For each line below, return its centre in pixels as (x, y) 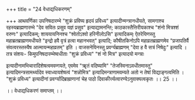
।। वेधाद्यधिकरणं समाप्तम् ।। (34, 91)
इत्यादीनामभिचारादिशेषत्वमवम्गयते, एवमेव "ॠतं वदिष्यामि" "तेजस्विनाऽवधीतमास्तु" (80, 66)
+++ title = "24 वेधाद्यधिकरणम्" (39, 9)
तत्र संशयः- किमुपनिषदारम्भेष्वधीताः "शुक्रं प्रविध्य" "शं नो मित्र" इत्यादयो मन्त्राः (75, 54)
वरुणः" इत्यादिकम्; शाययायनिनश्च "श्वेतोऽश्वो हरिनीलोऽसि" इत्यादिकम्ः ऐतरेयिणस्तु (81, 34)
